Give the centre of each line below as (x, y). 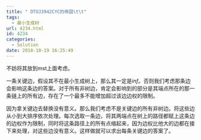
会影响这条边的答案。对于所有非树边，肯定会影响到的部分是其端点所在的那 (98, 88)
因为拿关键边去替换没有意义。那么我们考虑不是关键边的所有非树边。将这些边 (100, 108)
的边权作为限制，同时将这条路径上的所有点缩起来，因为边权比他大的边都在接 (100, 123)
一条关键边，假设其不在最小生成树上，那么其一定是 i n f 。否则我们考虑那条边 (98, 80)
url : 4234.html (25, 28)
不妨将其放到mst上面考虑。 (40, 68)
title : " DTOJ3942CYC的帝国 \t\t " (46, 12)
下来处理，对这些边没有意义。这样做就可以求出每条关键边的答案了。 (90, 130)
